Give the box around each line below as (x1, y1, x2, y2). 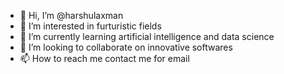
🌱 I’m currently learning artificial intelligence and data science (19, 31, 275, 42)
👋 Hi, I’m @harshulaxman (19, 10, 124, 21)
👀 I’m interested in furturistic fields (19, 20, 162, 32)
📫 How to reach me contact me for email (19, 53, 190, 64)
